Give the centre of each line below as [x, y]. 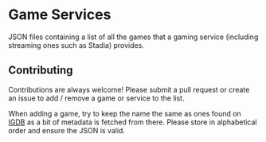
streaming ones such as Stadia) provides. [76, 45]
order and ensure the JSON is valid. [67, 130]
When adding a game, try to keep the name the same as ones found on [125, 113]
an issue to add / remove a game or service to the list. [96, 98]
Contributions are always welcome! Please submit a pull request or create [129, 89]
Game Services [60, 15]
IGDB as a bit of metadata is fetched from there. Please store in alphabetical [133, 122]
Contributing [41, 71]
